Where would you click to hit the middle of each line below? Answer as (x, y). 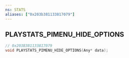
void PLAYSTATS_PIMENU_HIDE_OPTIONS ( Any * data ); (57, 51)
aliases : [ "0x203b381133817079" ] (40, 14)
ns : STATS (15, 10)
